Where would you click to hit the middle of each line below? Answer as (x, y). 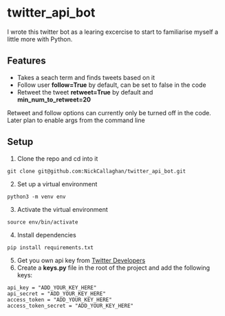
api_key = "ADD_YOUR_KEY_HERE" (52, 288)
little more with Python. (40, 39)
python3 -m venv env (37, 197)
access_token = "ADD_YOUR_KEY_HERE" (60, 299)
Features (26, 61)
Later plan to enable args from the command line (76, 120)
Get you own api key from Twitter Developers (81, 260)
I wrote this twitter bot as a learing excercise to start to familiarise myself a (113, 32)
